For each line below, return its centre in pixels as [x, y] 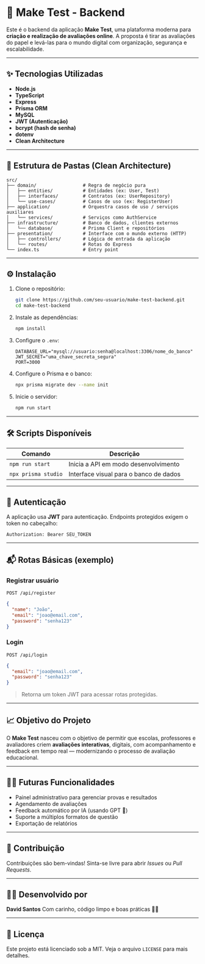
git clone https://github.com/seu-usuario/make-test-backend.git [100, 300]
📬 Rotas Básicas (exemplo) [60, 560]
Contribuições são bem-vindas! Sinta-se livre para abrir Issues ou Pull [94, 863]
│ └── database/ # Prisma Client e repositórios [86, 228]
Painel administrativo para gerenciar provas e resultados [86, 797]
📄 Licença [25, 934]
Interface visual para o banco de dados [125, 474]
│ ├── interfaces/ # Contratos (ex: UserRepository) [88, 196]
